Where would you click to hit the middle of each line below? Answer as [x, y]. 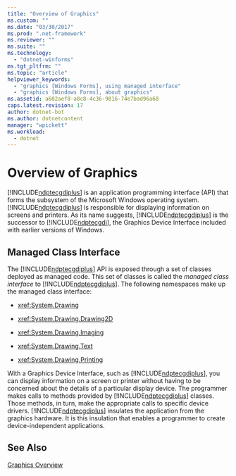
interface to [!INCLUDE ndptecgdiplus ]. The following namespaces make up [117, 284]
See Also [27, 448]
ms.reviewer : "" [31, 40]
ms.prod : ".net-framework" [47, 33]
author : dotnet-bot [36, 112]
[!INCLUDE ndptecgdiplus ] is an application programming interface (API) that [118, 193]
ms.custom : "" [28, 20]
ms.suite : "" [26, 46]
